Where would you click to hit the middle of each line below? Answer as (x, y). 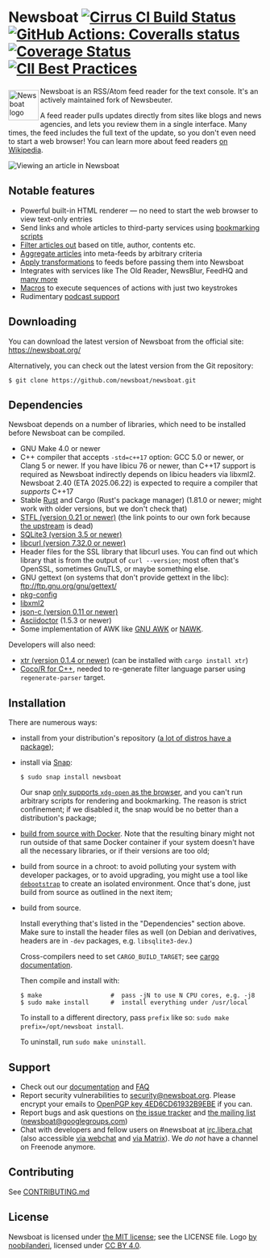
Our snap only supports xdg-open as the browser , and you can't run (131, 792)
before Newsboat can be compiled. (67, 433)
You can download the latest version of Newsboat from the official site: (126, 341)
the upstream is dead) (57, 526)
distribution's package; (58, 818)
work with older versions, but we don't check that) (104, 509)
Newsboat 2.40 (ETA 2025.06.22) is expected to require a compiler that (139, 483)
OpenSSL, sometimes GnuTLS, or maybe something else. (115, 569)
